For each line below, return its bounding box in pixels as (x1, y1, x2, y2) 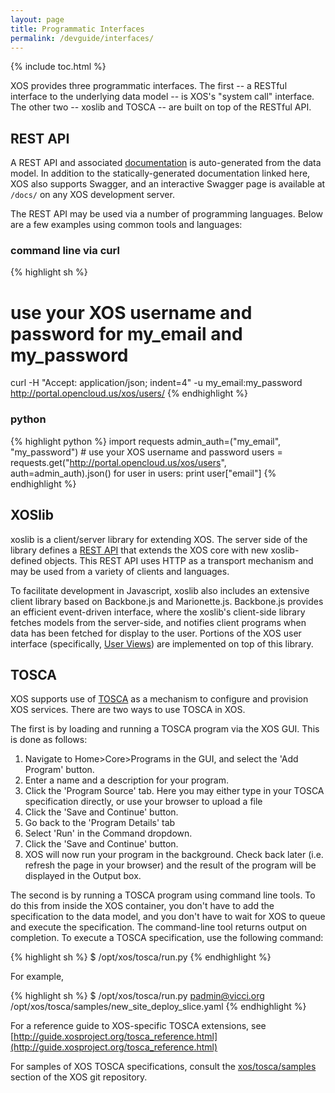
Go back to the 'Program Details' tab (24, 817, 176, 829)
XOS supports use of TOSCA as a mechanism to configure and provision (10, 693, 309, 705)
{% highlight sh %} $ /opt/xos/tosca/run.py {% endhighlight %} (10, 951, 272, 963)
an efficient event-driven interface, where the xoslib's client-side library (10, 606, 306, 618)
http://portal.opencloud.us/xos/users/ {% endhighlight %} (10, 387, 249, 400)
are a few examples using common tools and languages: (10, 219, 243, 231)
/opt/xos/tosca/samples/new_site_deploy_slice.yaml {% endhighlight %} (10, 1001, 307, 1013)
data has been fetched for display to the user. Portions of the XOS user (10, 627, 302, 639)
